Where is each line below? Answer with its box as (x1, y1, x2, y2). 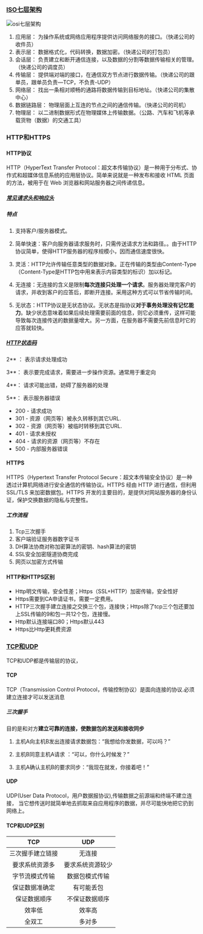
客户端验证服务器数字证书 (15, 535, 79, 542)
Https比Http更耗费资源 (15, 626, 72, 633)
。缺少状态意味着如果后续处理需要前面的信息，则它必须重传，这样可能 (20, 309, 196, 316)
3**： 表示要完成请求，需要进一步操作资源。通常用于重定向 (6, 368, 156, 375)
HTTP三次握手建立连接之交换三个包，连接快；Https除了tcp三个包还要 (15, 603, 189, 610)
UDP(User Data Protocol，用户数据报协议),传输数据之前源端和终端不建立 (6, 791, 187, 799)
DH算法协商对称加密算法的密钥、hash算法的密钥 (15, 543, 136, 550)
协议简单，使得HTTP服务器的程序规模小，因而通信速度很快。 (15, 247, 168, 255)
